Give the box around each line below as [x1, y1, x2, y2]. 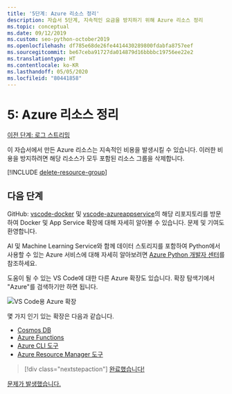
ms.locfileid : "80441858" [7, 74, 82, 82]
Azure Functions [17, 334, 64, 342]
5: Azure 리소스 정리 [7, 107, 119, 122]
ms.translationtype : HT [7, 55, 76, 62]
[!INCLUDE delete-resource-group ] [7, 168, 107, 177]
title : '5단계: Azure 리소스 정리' [7, 10, 100, 17]
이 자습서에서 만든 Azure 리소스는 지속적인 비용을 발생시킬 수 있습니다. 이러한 [7, 146, 216, 154]
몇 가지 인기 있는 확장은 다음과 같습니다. [7, 312, 114, 320]
